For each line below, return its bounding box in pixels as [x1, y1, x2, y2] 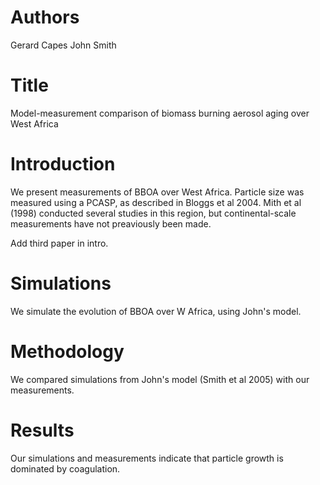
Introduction [10, 153, 116, 176]
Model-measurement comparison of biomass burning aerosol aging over [10, 107, 310, 119]
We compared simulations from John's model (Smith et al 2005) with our [10, 373, 310, 385]
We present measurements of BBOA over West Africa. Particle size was [10, 186, 305, 198]
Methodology [10, 340, 125, 363]
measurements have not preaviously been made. [10, 217, 212, 230]
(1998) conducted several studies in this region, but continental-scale [10, 207, 297, 219]
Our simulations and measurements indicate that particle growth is [10, 452, 284, 464]
